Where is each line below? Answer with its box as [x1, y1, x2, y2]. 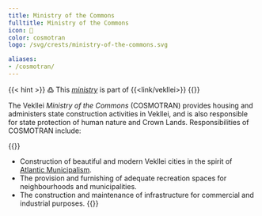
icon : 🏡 [8, 26, 34, 34]
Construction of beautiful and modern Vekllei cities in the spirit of [19, 156, 233, 166]
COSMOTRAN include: [8, 126, 82, 135]
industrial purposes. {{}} [19, 199, 99, 208]
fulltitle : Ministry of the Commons [8, 19, 129, 27]
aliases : [8, 55, 37, 63]
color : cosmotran [8, 33, 66, 42]
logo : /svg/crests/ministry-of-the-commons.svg [8, 41, 169, 49]
